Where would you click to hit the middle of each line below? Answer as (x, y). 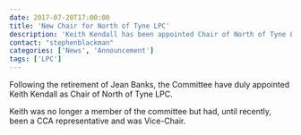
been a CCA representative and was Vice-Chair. (98, 121)
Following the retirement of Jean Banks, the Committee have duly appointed (150, 84)
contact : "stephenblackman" (62, 42)
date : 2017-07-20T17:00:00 (60, 17)
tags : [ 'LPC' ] (36, 59)
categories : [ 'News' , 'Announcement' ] (82, 51)
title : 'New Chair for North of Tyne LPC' (90, 26)
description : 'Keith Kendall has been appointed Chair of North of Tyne (148, 34)
